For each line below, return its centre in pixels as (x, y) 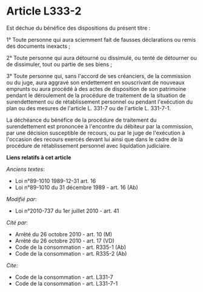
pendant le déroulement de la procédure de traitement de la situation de (96, 95)
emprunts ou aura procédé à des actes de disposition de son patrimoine (96, 88)
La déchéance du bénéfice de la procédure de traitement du (82, 120)
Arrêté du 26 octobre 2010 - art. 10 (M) (64, 234)
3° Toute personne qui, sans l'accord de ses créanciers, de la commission (99, 76)
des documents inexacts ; (38, 46)
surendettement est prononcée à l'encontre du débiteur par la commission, (100, 126)
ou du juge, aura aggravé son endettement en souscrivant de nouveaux (95, 82)
